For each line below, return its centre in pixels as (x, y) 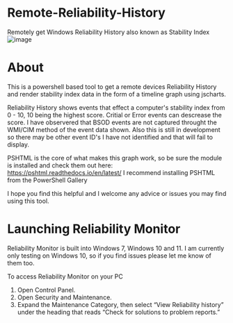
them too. (21, 263)
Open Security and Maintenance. (65, 297)
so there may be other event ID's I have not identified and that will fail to (110, 137)
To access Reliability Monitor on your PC (65, 276)
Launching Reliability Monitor (94, 229)
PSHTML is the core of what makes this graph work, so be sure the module (115, 158)
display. (18, 144)
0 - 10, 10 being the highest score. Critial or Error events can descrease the (115, 115)
